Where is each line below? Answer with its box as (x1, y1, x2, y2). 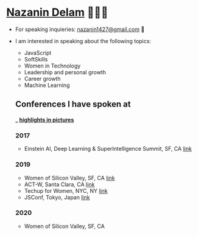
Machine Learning (24, 82, 70, 89)
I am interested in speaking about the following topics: (15, 37, 151, 44)
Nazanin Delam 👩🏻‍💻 (6, 5, 108, 19)
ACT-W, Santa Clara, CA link (24, 181, 95, 188)
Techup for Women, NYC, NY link (24, 187, 108, 194)
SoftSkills (24, 55, 48, 63)
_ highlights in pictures (15, 116, 74, 123)
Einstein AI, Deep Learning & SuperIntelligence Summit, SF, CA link (24, 145, 192, 153)
